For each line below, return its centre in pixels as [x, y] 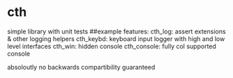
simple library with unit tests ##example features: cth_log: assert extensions [116, 31]
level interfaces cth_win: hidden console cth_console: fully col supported [112, 46]
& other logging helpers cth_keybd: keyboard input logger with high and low [116, 38]
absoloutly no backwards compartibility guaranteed [81, 67]
